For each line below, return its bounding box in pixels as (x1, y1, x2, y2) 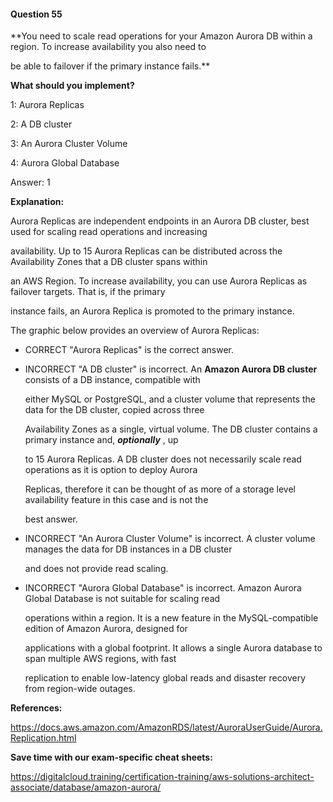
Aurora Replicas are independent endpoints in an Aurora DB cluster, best (10, 215, 310, 227)
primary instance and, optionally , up (24, 434, 179, 446)
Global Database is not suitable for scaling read (24, 593, 221, 605)
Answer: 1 (10, 176, 51, 189)
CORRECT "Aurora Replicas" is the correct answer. (24, 344, 234, 356)
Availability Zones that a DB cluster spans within (10, 256, 208, 268)
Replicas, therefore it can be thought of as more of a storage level (24, 483, 296, 495)
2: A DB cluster (10, 118, 73, 130)
